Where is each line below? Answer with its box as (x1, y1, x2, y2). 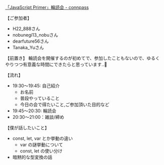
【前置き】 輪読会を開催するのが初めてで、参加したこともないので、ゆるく (5, 55, 160, 61)
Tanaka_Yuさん (12, 45, 44, 50)
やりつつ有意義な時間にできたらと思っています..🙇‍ (5, 62, 107, 67)
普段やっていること (20, 95, 60, 101)
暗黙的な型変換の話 (12, 154, 53, 160)
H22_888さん (12, 26, 41, 32)
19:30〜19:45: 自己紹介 (12, 83, 60, 89)
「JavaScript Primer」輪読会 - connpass (5, 5, 89, 10)
